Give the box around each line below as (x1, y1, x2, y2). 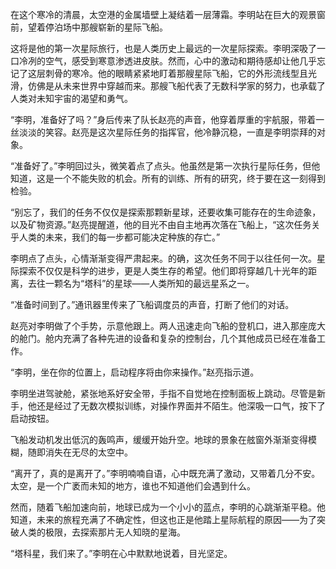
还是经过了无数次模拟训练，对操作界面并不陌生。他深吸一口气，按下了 (36, 400, 326, 412)
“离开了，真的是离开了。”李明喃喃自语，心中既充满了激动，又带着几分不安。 (10, 468, 321, 479)
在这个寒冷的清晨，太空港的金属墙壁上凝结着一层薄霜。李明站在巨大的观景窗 (10, 9, 326, 20)
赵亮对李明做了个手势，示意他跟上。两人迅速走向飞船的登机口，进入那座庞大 (10, 320, 326, 332)
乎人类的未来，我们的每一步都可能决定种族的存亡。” (10, 231, 221, 243)
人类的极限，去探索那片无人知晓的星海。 (18, 526, 186, 538)
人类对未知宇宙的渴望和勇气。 (10, 93, 133, 104)
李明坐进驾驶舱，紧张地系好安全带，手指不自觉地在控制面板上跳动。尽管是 (10, 388, 317, 399)
